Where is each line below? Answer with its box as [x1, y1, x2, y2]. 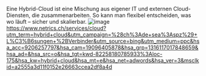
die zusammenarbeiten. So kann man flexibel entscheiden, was [31, 12, 191, 19]
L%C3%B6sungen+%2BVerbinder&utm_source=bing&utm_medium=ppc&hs [6, 38, 200, 44]
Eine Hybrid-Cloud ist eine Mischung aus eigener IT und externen [6, 5, 172, 12]
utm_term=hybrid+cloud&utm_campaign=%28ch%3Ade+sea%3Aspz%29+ [6, 31, 198, 38]
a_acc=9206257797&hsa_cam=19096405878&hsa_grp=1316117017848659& [6, 44, 199, 51]
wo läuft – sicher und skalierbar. [6, 18, 87, 25]
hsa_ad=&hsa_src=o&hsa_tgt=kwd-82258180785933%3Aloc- [6, 50, 162, 57]
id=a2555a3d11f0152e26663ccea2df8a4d [6, 63, 112, 71]
